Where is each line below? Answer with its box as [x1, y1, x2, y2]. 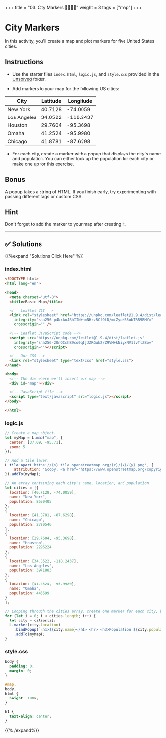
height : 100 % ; [9, 696, 39, 700]
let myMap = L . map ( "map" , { [5, 435, 63, 440]
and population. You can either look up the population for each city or [12, 155, 154, 161]
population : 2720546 [9, 522, 52, 527]
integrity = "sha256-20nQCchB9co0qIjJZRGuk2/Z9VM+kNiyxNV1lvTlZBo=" [14, 340, 154, 345]
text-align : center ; [9, 714, 52, 719]
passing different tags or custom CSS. [5, 194, 83, 199]
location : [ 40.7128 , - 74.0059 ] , [9, 490, 77, 495]
